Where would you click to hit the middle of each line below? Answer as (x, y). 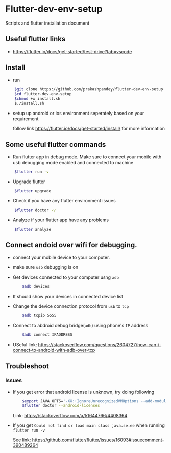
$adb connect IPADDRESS (47, 335)
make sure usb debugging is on (45, 267)
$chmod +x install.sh (37, 99)
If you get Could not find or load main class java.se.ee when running (89, 425)
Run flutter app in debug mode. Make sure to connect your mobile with (87, 157)
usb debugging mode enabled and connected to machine (73, 162)
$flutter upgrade (33, 191)
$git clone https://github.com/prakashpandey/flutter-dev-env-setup (89, 89)
